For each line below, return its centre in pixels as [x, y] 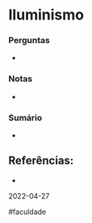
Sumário [25, 118]
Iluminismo [46, 15]
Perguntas [29, 41]
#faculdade [27, 212]
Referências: [41, 161]
